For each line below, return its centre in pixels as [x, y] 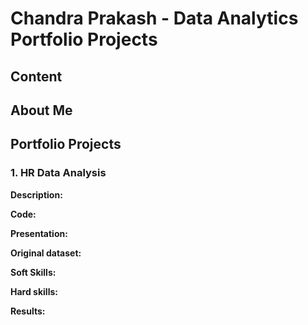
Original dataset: [46, 253]
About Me [41, 110]
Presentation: [39, 233]
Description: [36, 194]
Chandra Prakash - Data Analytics [154, 18]
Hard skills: [34, 291]
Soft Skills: [33, 272]
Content [36, 76]
